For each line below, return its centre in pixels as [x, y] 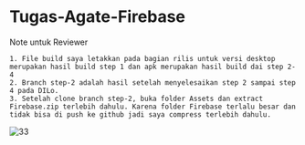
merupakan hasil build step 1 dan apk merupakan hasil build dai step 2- [153, 67]
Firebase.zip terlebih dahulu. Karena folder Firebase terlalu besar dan [153, 107]
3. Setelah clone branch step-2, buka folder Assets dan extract [136, 98]
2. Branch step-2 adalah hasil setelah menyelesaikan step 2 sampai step [153, 83]
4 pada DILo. [34, 90]
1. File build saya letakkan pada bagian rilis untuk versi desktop [142, 58]
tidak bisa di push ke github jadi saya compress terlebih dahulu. [141, 114]
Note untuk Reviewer [49, 42]
